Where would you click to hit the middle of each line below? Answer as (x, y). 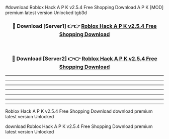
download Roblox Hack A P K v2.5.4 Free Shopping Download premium (79, 126)
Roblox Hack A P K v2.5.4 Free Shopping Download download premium (79, 111)
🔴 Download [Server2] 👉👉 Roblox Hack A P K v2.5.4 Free (84, 59)
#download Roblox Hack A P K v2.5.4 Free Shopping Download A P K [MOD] (84, 7)
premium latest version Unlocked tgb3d (46, 13)
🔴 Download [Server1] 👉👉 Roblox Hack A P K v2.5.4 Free (84, 26)
